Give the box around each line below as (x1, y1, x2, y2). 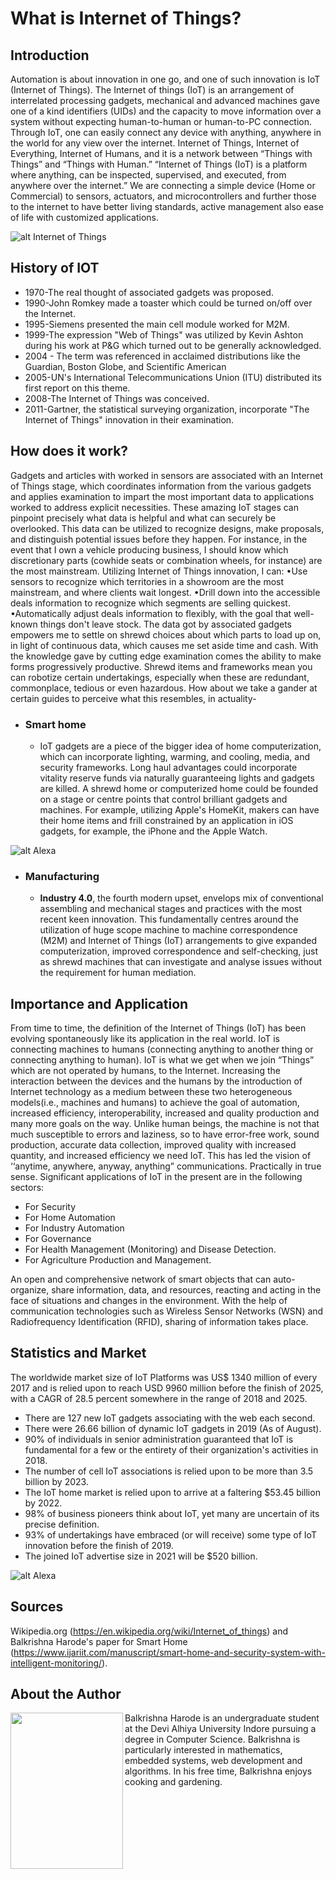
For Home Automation (24, 1212, 116, 1224)
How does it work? (10, 443, 129, 460)
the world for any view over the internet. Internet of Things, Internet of (10, 137, 300, 149)
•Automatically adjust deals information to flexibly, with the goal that (10, 607, 292, 619)
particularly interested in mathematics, (124, 1744, 283, 1756)
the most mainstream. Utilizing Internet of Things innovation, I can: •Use (10, 565, 308, 577)
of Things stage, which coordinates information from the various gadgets (10, 480, 312, 492)
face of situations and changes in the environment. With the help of (10, 1295, 288, 1307)
